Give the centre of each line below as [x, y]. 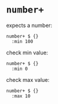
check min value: [27, 53]
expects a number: [29, 25]
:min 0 [20, 69]
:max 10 [21, 96]
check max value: [28, 79]
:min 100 [22, 41]
